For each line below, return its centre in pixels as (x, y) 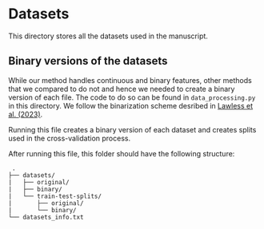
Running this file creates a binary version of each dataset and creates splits (132, 129)
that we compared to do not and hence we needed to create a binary (122, 89)
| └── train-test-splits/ (55, 196)
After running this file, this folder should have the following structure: (122, 153)
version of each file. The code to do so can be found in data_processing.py (132, 97)
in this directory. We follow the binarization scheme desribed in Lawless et (131, 105)
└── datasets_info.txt (46, 217)
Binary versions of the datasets (88, 61)
